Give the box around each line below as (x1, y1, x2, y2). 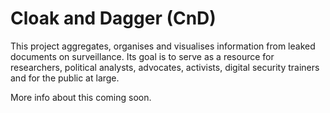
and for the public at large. (10, 72, 120, 84)
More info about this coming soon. (10, 91, 152, 103)
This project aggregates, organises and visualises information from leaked (10, 40, 316, 52)
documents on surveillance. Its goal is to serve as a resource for (10, 50, 275, 62)
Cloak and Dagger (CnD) (10, 7, 217, 30)
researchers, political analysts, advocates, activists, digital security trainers (10, 61, 320, 73)
